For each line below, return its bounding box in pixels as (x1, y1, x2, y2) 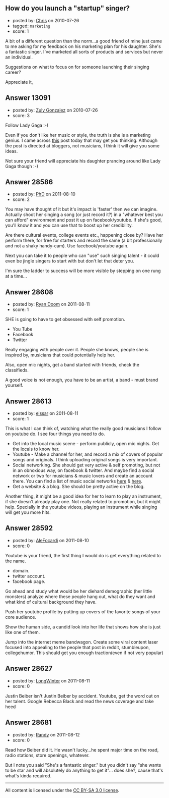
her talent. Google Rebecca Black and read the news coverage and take (5, 698, 154, 704)
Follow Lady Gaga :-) (5, 122, 49, 128)
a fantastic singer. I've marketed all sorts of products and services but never (5, 48, 163, 55)
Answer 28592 (5, 524, 53, 533)
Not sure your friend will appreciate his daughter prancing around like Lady (5, 157, 161, 164)
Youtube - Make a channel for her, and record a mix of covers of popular (12, 451, 163, 457)
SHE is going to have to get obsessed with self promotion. (5, 316, 126, 323)
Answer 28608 (5, 288, 54, 296)
